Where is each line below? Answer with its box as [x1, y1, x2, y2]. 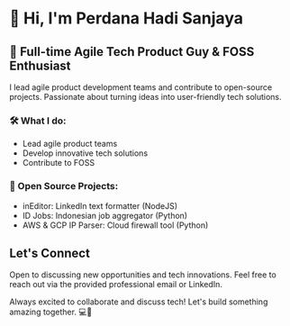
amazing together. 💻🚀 [9, 306, 93, 318]
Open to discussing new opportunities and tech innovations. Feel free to [9, 269, 276, 280]
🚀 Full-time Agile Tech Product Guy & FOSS [9, 44, 255, 59]
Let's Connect [9, 245, 90, 260]
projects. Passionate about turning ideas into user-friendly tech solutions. [9, 92, 282, 102]
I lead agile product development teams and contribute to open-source [9, 82, 273, 93]
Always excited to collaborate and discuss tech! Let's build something [9, 296, 268, 307]
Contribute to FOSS [22, 158, 95, 168]
